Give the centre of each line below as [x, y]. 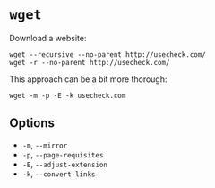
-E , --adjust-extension [64, 164]
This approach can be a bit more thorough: [88, 79]
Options [32, 123]
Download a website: [48, 38]
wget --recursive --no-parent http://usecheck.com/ [107, 54]
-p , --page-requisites [63, 154]
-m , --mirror [45, 145]
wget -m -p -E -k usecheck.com [68, 95]
